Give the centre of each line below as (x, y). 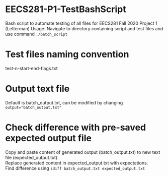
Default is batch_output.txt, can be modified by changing (64, 102)
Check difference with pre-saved (76, 128)
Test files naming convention (67, 54)
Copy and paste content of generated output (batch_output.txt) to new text (83, 152)
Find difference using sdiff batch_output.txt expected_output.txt (75, 168)
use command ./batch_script (36, 34)
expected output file (49, 138)
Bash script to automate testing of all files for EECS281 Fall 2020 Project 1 (81, 23)
